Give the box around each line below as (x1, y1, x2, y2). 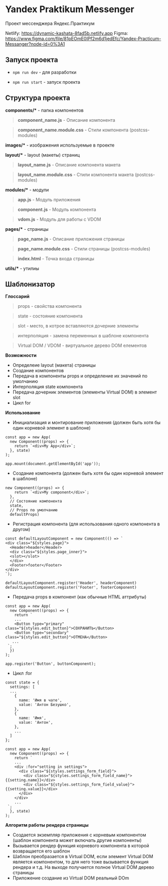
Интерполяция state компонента (12, 384, 83, 390)
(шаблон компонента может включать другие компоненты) (12, 837, 142, 843)
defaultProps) (10, 512, 39, 517)
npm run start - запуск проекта (12, 79, 80, 85)
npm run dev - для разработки (12, 69, 77, 75)
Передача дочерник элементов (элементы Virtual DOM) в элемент (12, 389, 157, 395)
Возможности (5, 352, 37, 359)
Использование (5, 410, 40, 416)
